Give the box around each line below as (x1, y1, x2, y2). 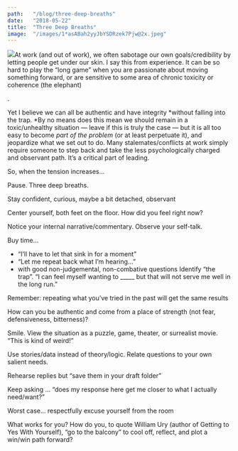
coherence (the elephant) (7, 81, 82, 89)
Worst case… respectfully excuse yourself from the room (7, 406, 174, 415)
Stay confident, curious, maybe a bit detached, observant (7, 195, 176, 203)
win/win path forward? (7, 435, 73, 444)
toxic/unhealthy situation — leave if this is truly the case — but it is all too (7, 124, 222, 132)
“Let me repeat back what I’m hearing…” (17, 257, 136, 266)
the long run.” (17, 280, 58, 288)
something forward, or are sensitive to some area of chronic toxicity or (7, 73, 214, 82)
